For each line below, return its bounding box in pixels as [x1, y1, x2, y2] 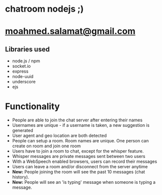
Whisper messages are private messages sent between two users [12, 154, 145, 159]
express [12, 68, 28, 74]
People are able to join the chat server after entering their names [12, 117, 143, 123]
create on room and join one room [12, 143, 81, 149]
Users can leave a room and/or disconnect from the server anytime [12, 164, 148, 170]
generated [12, 128, 33, 134]
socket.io [12, 63, 31, 69]
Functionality [5, 101, 60, 112]
